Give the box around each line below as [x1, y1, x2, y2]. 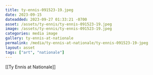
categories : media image [5, 31, 58, 36]
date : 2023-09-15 [5, 12, 42, 17]
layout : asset [5, 45, 35, 50]
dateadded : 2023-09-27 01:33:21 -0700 [5, 17, 87, 22]
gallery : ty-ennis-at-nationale [5, 36, 73, 41]
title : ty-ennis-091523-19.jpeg [5, 7, 73, 13]
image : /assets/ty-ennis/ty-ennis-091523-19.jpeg [5, 26, 112, 31]
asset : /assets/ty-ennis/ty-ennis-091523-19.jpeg [5, 21, 112, 27]
